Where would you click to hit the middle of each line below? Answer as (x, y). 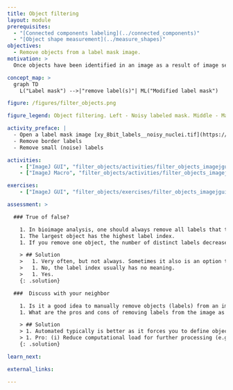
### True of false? (42, 217)
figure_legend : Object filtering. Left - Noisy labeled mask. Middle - (113, 116)
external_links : (31, 369)
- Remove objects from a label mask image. (77, 53)
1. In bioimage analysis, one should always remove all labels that (121, 230)
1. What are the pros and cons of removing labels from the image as (122, 312)
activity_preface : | (37, 128)
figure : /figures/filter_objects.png (62, 103)
